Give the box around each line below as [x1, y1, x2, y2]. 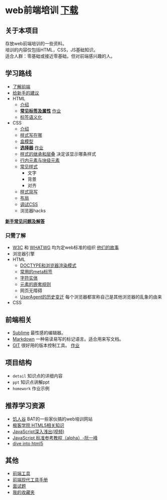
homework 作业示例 [12, 385, 50, 391]
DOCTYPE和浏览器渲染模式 [20, 262, 77, 268]
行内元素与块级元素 [20, 157, 60, 163]
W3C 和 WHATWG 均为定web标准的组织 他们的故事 [12, 245, 119, 251]
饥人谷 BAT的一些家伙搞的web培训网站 [12, 416, 93, 422]
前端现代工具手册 [12, 477, 48, 483]
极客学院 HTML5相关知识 [12, 422, 65, 428]
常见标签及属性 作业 [20, 108, 61, 114]
